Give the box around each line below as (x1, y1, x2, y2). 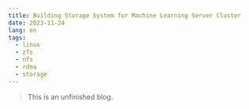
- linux (15, 41, 41, 49)
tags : (8, 33, 26, 42)
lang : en (8, 26, 37, 34)
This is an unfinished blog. (27, 92, 113, 101)
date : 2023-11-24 (8, 19, 65, 27)
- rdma (15, 63, 37, 71)
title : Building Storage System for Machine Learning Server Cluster (8, 11, 242, 20)
